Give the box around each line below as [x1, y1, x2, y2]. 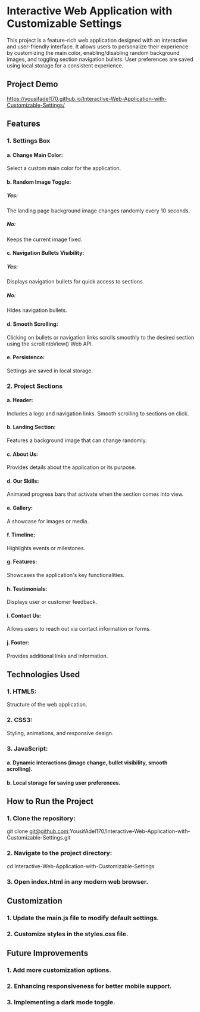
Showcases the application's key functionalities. [7, 572, 125, 579]
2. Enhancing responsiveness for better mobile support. [7, 982, 172, 991]
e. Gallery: [7, 504, 33, 511]
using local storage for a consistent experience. [7, 61, 124, 69]
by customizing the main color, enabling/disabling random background [7, 49, 180, 56]
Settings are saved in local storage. [7, 367, 93, 374]
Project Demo [7, 79, 58, 90]
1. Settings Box [7, 137, 51, 145]
